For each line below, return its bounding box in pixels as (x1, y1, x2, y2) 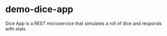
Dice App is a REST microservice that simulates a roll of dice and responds (5, 20, 162, 26)
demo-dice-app (5, 4, 74, 15)
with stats (5, 25, 26, 31)
